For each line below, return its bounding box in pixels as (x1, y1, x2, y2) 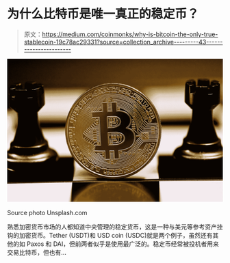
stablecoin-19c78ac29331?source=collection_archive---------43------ (23, 38, 223, 46)
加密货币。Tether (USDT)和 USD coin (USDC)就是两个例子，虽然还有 (18, 231, 213, 239)
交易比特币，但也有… (7, 248, 67, 256)
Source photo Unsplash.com (7, 208, 88, 217)
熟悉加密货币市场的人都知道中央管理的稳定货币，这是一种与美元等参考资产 (7, 223, 217, 231)
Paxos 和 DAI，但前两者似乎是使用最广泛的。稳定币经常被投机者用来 (26, 240, 219, 248)
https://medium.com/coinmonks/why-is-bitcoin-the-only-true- (42, 30, 218, 38)
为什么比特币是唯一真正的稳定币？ (7, 6, 200, 22)
